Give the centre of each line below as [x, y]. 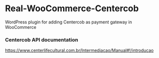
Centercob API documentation [42, 39]
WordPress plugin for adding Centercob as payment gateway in [69, 22]
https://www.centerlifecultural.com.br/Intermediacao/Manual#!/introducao [79, 50]
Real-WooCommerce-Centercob [72, 9]
